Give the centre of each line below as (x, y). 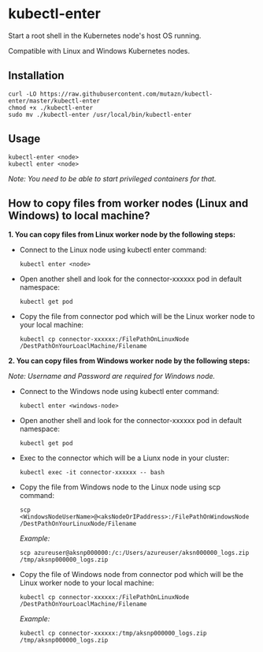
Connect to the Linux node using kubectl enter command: (113, 250)
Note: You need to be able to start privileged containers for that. (112, 178)
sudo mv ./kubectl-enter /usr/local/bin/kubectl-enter (100, 114)
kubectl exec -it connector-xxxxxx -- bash (92, 473)
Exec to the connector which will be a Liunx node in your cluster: (124, 458)
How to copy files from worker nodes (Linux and (128, 203)
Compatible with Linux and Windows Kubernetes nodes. (99, 51)
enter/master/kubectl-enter (54, 101)
